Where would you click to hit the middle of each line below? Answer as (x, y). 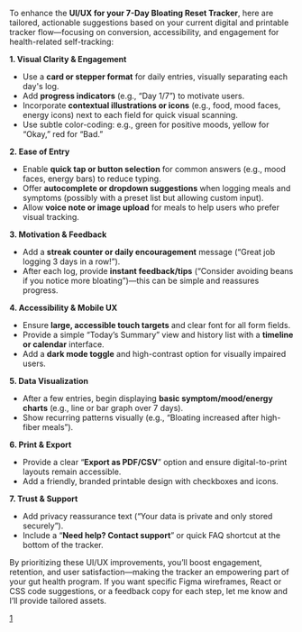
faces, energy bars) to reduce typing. (92, 179)
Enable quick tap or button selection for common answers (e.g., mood (154, 169)
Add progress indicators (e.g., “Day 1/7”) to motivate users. (133, 96)
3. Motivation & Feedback (58, 234)
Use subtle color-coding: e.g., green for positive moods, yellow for (146, 124)
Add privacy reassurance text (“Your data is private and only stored (147, 516)
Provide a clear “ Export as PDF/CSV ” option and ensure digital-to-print (155, 462)
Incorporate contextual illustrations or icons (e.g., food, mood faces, (151, 105)
